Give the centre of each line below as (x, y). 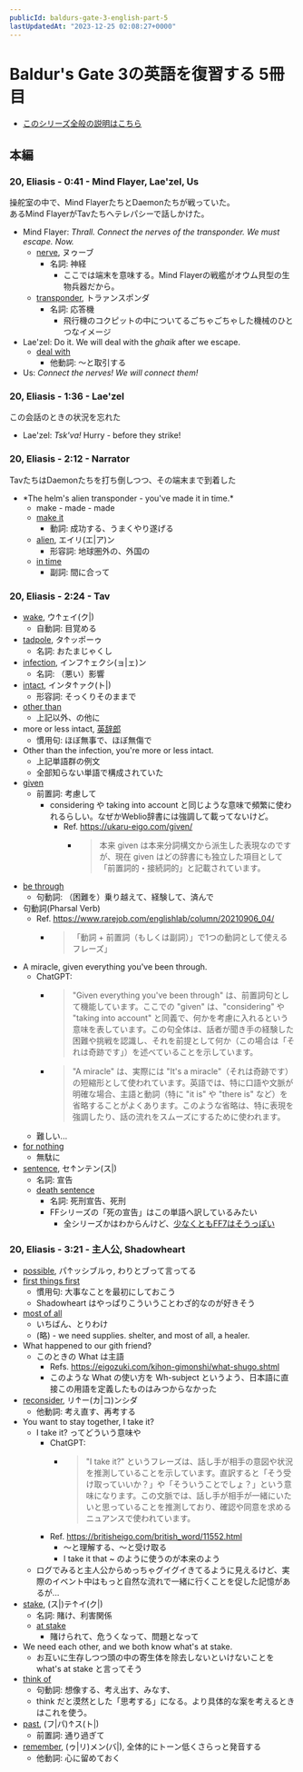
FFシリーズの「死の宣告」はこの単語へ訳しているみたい (153, 1212)
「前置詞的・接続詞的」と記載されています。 (182, 868)
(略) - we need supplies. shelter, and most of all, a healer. (143, 1336)
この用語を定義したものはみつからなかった (137, 1389)
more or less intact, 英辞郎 (72, 729)
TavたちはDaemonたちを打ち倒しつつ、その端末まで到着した (123, 480)
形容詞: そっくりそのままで (86, 697)
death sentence (65, 1190)
